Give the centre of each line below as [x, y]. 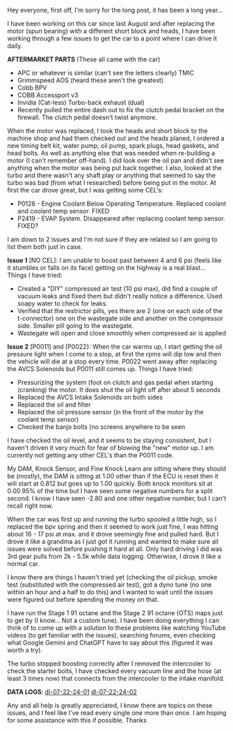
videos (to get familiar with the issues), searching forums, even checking [111, 635]
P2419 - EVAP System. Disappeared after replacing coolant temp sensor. [121, 218]
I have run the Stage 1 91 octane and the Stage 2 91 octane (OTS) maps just [115, 613]
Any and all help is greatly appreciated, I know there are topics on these [110, 705]
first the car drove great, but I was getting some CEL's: [85, 190]
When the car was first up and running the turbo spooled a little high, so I [112, 519]
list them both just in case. [45, 247]
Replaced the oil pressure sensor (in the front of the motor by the [110, 412]
